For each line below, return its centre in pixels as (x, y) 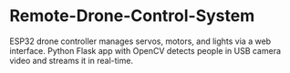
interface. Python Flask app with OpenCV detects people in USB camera (145, 50)
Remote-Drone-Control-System (132, 16)
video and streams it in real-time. (72, 60)
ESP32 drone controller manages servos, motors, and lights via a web (140, 41)
